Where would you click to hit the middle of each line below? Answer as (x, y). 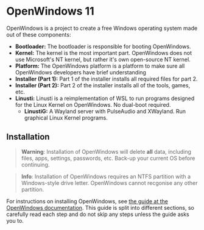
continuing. (35, 164)
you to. (15, 220)
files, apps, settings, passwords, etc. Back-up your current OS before (108, 158)
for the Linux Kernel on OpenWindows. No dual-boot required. (93, 104)
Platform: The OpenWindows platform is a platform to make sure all (100, 66)
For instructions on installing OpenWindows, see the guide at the (87, 201)
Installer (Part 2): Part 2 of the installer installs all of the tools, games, (103, 85)
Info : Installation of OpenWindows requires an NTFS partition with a (106, 176)
